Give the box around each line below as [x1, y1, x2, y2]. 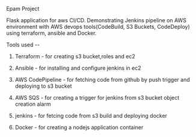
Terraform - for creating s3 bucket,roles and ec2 [14, 53, 135, 59]
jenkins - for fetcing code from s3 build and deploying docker [14, 112, 167, 119]
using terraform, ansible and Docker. [6, 29, 97, 37]
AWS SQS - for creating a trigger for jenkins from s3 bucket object [14, 94, 180, 101]
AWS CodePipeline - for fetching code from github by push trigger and [14, 76, 191, 83]
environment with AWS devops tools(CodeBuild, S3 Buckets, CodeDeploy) [6, 23, 191, 30]
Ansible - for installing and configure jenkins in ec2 [14, 64, 141, 72]
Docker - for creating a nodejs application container [14, 124, 144, 131]
